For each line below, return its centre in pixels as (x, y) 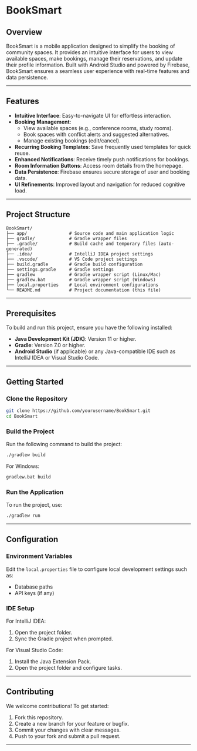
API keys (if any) (34, 593)
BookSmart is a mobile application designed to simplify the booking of (91, 46)
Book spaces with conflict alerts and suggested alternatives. (96, 134)
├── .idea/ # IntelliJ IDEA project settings (80, 254)
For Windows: (23, 466)
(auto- (166, 244)
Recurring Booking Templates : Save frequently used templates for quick (103, 147)
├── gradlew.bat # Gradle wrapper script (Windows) (81, 280)
